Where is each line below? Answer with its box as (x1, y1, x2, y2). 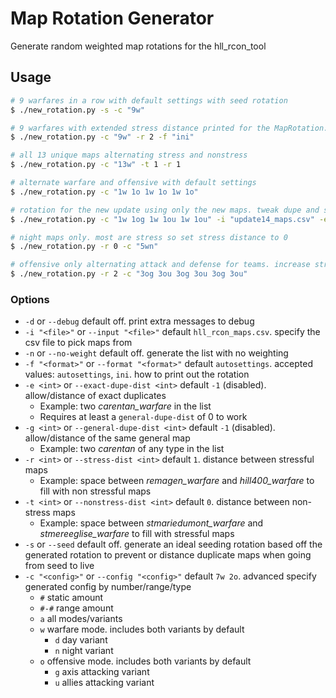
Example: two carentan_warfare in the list (39, 400, 212, 412)
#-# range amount (39, 602, 114, 614)
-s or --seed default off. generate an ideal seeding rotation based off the (24, 538, 323, 551)
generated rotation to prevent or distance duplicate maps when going (24, 549, 312, 561)
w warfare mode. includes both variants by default (39, 623, 245, 636)
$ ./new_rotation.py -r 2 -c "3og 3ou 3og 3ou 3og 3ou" (10, 269, 248, 279)
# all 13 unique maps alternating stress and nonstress (10, 150, 248, 161)
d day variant (54, 634, 108, 646)
